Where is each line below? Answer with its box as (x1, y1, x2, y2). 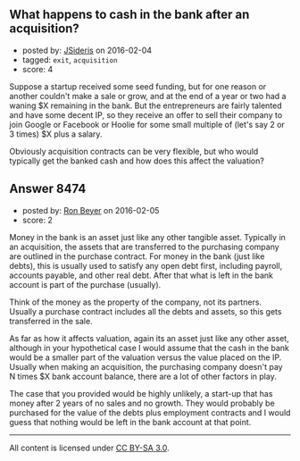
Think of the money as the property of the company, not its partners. (9, 297, 262, 307)
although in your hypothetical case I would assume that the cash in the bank (9, 342, 290, 353)
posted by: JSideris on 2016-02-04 (21, 45, 153, 55)
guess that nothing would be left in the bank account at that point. (9, 416, 252, 427)
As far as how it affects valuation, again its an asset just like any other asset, (9, 332, 289, 343)
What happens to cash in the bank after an (9, 7, 250, 22)
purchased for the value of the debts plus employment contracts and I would (9, 407, 291, 418)
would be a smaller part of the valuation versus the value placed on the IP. (9, 352, 282, 363)
